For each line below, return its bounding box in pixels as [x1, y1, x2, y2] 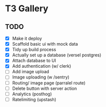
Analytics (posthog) [12, 91, 52, 97]
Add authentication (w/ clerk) [12, 63, 71, 69]
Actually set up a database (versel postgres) [12, 52, 102, 58]
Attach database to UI [12, 57, 56, 64]
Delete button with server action [12, 85, 77, 91]
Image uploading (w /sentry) [12, 74, 70, 80]
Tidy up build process [12, 47, 56, 53]
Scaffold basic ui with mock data [12, 41, 78, 47]
